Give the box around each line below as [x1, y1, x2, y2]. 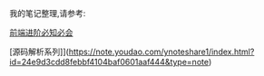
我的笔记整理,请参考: [9, 8, 86, 18]
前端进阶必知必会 [9, 27, 73, 38]
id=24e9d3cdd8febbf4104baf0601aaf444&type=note [9, 57, 210, 67]
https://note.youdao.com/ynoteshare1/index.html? [68, 46, 255, 57]
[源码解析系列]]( [9, 46, 70, 57]
